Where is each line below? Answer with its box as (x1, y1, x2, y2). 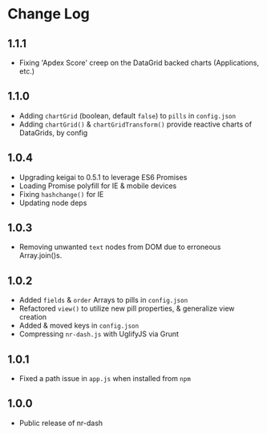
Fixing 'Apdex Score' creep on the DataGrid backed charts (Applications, (18, 58, 260, 67)
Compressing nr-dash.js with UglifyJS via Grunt (18, 329, 180, 339)
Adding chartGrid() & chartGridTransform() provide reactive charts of (18, 119, 253, 129)
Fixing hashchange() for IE (18, 189, 104, 199)
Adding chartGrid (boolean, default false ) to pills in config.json (18, 111, 237, 120)
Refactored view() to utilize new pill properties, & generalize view (18, 303, 235, 313)
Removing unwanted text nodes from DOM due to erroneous (18, 242, 221, 252)
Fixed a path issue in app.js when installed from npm (18, 374, 192, 384)
